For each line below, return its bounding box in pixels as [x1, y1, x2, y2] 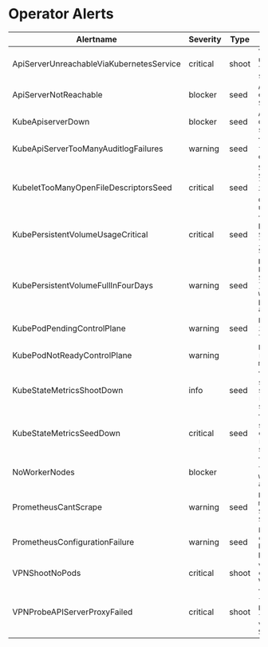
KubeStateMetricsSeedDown [12, 427, 121, 439]
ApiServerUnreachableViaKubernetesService [12, 58, 181, 69]
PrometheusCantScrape [12, 501, 102, 512]
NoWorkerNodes [12, 466, 75, 478]
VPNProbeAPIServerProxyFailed [12, 606, 133, 617]
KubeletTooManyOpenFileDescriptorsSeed [12, 181, 173, 193]
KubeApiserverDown [12, 116, 90, 127]
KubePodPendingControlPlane [12, 323, 126, 334]
